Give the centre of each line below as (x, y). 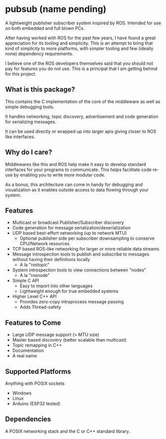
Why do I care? (29, 152)
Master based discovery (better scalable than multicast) (69, 340)
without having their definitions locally (51, 260)
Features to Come (33, 322)
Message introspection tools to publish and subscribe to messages (81, 254)
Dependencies (28, 419)
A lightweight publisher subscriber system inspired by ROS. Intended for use (83, 23)
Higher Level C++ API (34, 296)
